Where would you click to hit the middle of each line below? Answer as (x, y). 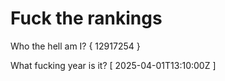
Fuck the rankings (86, 18)
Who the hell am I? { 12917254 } (75, 46)
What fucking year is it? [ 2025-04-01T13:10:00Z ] (113, 65)
